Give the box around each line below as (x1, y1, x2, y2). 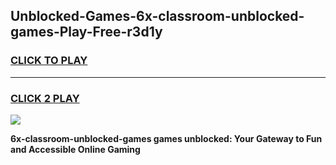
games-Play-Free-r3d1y (10, 24, 163, 41)
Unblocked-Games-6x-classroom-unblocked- (10, 8, 305, 25)
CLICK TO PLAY (10, 54, 88, 68)
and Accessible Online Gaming (10, 143, 141, 155)
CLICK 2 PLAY (10, 91, 80, 105)
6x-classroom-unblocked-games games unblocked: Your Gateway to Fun (10, 132, 323, 144)
